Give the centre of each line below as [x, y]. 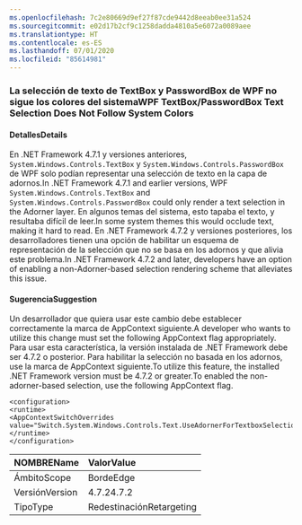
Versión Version [46, 493]
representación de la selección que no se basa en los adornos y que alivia [147, 250]
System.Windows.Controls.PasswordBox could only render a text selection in [147, 202]
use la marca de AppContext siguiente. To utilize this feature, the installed [145, 367]
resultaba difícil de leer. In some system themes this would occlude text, [142, 222]
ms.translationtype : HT [54, 34]
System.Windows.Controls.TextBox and [80, 193]
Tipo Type [34, 507]
